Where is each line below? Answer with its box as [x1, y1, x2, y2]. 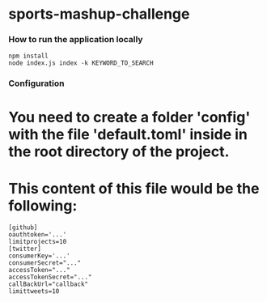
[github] [8, 223, 38, 232]
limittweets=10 [8, 287, 60, 296]
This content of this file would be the [8, 179, 260, 198]
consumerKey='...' [8, 252, 70, 260]
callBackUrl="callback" [8, 280, 89, 288]
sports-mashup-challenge [8, 5, 190, 23]
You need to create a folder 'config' [8, 108, 251, 126]
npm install [8, 52, 49, 61]
